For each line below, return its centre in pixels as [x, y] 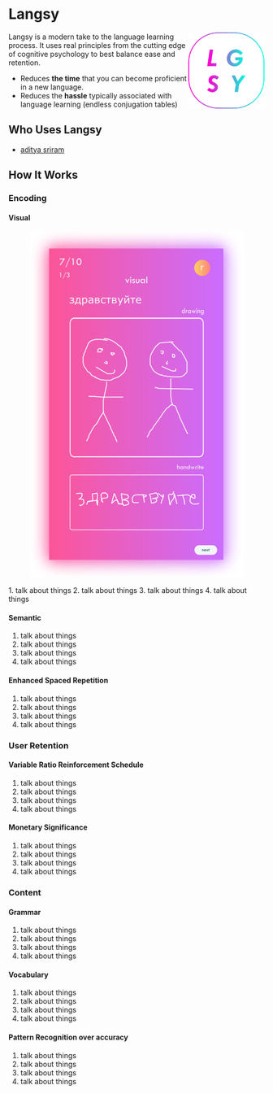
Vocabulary [28, 974]
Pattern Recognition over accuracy [68, 1037]
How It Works [43, 175]
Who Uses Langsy [55, 130]
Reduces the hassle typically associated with [96, 95]
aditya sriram [42, 149]
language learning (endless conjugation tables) [99, 104]
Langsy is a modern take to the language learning [91, 37]
